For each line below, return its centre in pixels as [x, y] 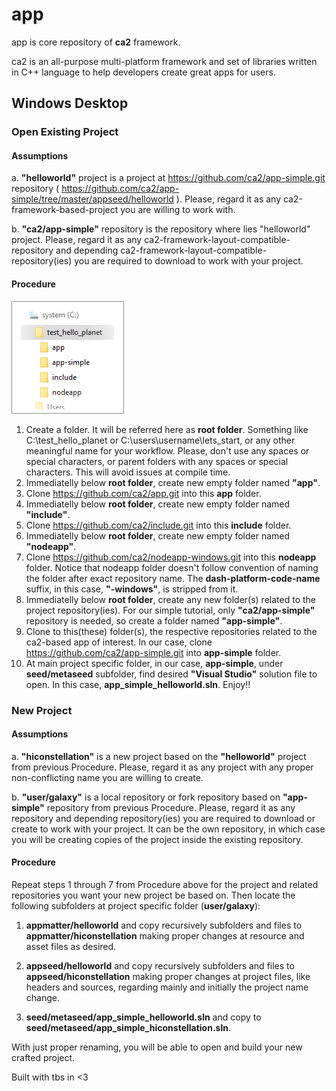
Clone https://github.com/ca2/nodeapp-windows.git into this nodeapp [171, 557]
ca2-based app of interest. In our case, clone [119, 642]
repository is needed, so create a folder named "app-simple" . [154, 620]
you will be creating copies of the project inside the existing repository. [157, 839]
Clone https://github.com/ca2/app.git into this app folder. [143, 493]
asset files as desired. [71, 946]
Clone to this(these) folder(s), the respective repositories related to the [171, 631]
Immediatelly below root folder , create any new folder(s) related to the [170, 599]
